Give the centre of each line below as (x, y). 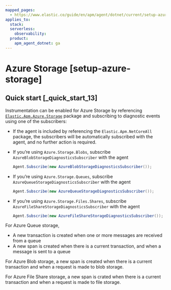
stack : (17, 24)
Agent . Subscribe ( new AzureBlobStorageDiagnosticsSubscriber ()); (82, 166)
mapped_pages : (20, 10)
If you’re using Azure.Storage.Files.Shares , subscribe (69, 201)
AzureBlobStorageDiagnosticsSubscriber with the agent (70, 157)
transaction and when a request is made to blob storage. (64, 267)
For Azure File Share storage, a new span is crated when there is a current (83, 277)
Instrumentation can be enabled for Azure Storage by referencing (74, 110)
